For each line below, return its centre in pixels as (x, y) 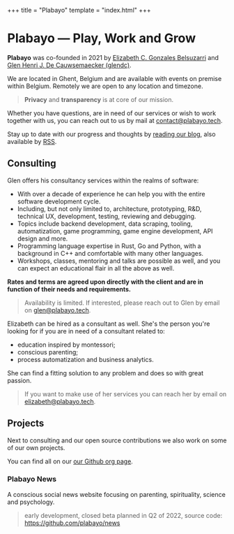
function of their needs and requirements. (69, 289)
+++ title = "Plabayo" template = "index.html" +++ (79, 10)
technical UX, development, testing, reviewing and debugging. (107, 216)
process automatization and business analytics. (86, 359)
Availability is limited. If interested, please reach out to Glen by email (122, 303)
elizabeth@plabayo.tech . (60, 401)
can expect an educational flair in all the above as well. (96, 268)
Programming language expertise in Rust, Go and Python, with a (109, 246)
